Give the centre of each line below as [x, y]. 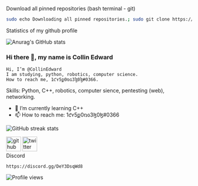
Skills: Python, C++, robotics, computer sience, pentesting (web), [85, 91]
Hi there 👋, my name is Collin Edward [60, 57]
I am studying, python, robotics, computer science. [72, 75]
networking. [21, 97]
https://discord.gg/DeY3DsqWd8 [44, 167]
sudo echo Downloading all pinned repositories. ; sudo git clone [88, 19]
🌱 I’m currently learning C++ [49, 108]
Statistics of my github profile [42, 30]
